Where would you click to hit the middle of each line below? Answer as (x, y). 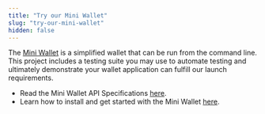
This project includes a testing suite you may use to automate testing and (127, 61)
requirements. (31, 78)
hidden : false (32, 30)
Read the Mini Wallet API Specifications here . (93, 93)
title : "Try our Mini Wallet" (58, 15)
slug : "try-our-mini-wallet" (56, 23)
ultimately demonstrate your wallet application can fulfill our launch (118, 70)
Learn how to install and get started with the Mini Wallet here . (119, 102)
